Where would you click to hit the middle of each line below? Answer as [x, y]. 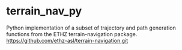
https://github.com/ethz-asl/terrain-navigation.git [67, 40]
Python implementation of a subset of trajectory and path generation [91, 28]
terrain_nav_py [44, 11]
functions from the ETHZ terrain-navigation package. [72, 34]
